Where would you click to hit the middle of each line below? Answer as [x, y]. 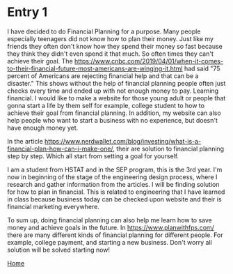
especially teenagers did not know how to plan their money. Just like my [111, 38]
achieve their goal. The [40, 61]
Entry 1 [27, 12]
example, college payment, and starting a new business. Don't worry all [110, 242]
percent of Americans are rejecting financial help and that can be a [103, 76]
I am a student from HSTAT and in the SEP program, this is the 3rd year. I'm [115, 169]
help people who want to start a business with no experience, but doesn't [112, 120]
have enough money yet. [43, 128]
